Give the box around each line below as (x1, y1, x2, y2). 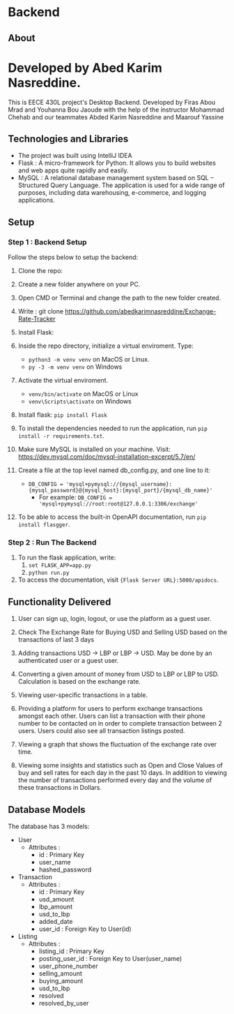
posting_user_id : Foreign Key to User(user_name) (38, 954, 182, 962)
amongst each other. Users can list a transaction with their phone (17, 712, 206, 720)
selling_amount (38, 969, 83, 978)
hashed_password (38, 865, 92, 874)
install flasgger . (17, 520, 70, 529)
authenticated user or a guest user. (17, 656, 119, 665)
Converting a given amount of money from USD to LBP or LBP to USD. (17, 670, 219, 678)
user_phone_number (38, 962, 98, 970)
